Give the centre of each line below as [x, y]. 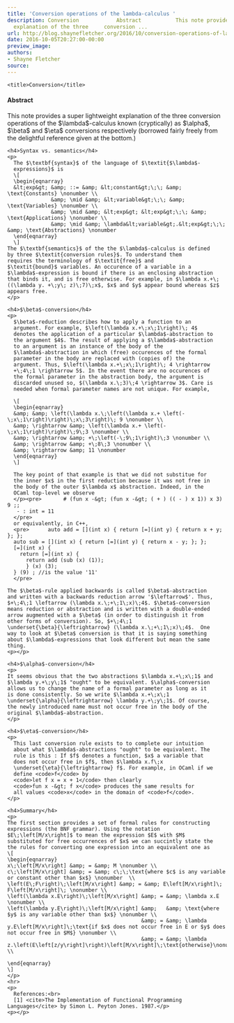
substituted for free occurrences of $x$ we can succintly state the [110, 841]
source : [18, 66]
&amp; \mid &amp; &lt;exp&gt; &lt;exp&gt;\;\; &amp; [129, 212]
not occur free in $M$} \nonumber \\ [62, 933]
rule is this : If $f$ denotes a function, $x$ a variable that [109, 756]
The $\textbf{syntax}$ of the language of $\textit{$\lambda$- [107, 163]
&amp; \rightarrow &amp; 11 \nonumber [70, 450]
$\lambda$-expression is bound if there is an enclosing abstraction [110, 273]
